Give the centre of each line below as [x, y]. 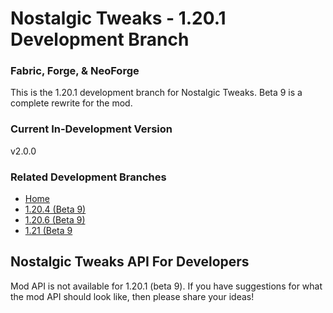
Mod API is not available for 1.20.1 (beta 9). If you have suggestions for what [166, 286]
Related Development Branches [88, 177]
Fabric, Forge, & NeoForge [75, 71]
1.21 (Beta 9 [48, 231]
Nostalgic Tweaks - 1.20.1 [118, 18]
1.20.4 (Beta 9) [55, 209]
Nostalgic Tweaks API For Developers [130, 262]
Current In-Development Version [91, 129]
